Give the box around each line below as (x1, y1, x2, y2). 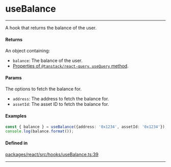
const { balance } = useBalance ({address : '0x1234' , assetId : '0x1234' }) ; (5, 124, 167, 129)
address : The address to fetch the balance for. (12, 96, 109, 102)
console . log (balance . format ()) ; (5, 129, 74, 134)
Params (5, 74, 22, 80)
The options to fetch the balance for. (5, 86, 82, 92)
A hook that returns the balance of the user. (5, 24, 97, 31)
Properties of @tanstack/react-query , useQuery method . (12, 63, 129, 69)
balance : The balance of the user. (12, 58, 83, 64)
